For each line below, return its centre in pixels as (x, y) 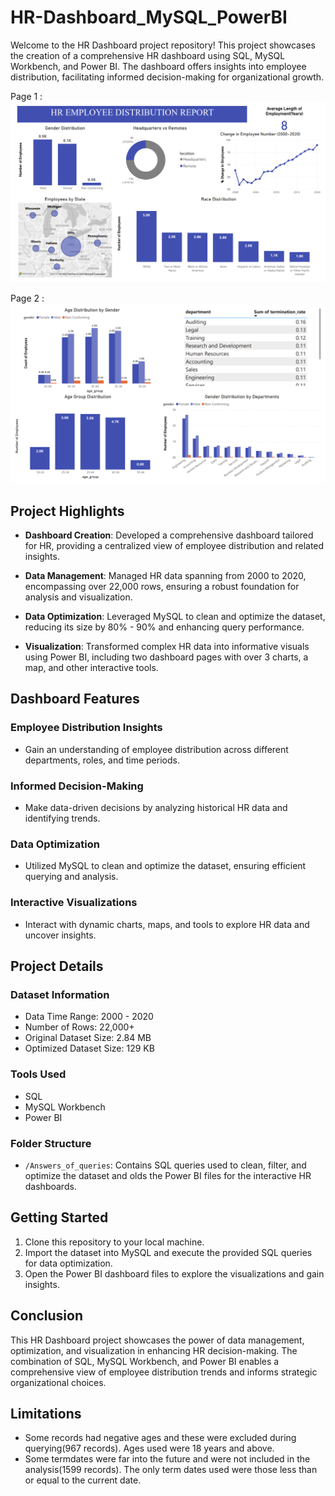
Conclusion (47, 1316)
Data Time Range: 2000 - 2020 (89, 1017)
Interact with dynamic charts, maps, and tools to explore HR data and (167, 924)
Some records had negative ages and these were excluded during (160, 1438)
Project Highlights (67, 511)
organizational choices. (58, 1382)
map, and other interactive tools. (91, 668)
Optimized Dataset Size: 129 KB (89, 1048)
